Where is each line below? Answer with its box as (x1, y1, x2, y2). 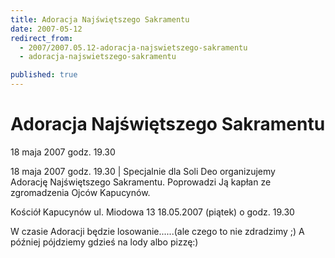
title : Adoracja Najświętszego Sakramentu (10, 14, 190, 25)
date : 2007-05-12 (10, 24, 83, 34)
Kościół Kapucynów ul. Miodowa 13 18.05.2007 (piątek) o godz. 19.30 (10, 206, 295, 218)
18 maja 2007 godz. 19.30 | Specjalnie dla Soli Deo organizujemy (10, 165, 276, 177)
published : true (10, 70, 78, 80)
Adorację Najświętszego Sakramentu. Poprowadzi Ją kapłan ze (10, 176, 272, 188)
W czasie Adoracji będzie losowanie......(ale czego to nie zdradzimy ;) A (10, 225, 305, 237)
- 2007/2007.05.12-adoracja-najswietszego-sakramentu (19, 42, 248, 53)
